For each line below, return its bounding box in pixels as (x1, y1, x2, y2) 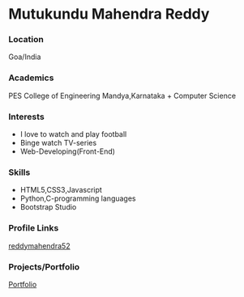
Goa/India (8, 52, 41, 62)
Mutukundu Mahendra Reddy (8, 5, 210, 23)
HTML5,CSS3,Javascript (19, 185, 103, 195)
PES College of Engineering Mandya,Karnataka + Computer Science (8, 91, 237, 100)
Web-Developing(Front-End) (19, 146, 116, 156)
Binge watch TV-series (19, 138, 97, 148)
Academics (8, 72, 54, 83)
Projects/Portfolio (8, 261, 80, 272)
